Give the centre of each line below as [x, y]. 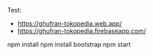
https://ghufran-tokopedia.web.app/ [69, 23]
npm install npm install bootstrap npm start [69, 44]
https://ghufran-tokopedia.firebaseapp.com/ [81, 31]
